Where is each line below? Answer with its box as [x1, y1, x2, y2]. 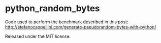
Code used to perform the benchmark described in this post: [5, 19, 129, 25]
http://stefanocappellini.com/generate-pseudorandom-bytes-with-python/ [5, 24, 157, 29]
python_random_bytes [5, 3, 100, 14]
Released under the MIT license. [5, 33, 71, 39]
